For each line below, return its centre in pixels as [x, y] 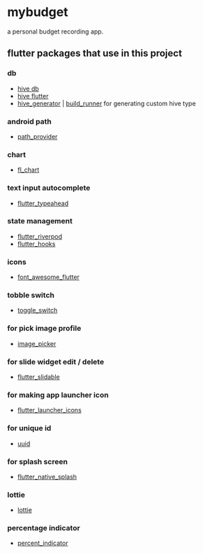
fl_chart [28, 170]
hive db [28, 89]
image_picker [37, 343]
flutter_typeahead [43, 203]
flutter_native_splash [47, 477]
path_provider [37, 136]
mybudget [38, 12]
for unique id [29, 428]
